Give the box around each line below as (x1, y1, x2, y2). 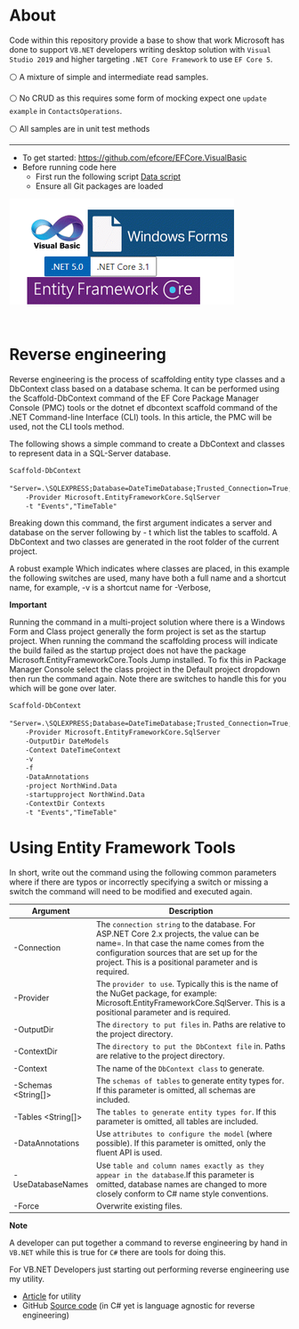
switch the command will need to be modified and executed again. (9, 885, 253, 896)
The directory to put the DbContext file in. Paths (96, 1041, 287, 1052)
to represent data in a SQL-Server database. (9, 447, 171, 459)
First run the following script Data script (35, 171, 181, 182)
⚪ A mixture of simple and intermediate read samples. (9, 71, 209, 82)
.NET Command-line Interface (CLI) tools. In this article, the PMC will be (9, 412, 272, 422)
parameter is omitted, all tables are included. (96, 1116, 259, 1127)
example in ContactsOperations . (9, 105, 123, 116)
